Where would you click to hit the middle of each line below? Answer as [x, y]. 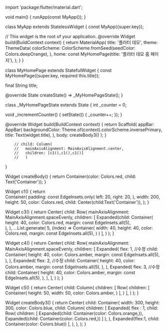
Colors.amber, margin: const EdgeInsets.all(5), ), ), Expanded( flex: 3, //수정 [82, 267]
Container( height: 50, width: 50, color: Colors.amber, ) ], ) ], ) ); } [72, 293]
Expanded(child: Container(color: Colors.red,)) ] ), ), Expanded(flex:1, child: [82, 319]
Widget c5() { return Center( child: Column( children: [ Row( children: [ [77, 288]
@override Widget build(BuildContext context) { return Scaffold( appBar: [80, 124]
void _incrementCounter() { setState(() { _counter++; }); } [64, 115]
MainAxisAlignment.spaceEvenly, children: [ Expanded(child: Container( [79, 217]
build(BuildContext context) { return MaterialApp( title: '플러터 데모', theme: [81, 42]
